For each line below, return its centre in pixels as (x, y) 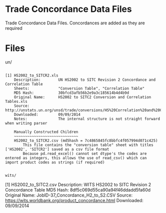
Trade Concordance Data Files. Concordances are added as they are (75, 23)
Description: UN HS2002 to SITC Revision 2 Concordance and (85, 80)
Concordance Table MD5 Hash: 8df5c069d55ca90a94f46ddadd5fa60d (78, 190)
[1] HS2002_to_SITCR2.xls (32, 75)
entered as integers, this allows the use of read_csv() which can (76, 158)
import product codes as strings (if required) (55, 162)
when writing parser (26, 123)
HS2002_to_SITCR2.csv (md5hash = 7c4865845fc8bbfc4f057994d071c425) (86, 141)
